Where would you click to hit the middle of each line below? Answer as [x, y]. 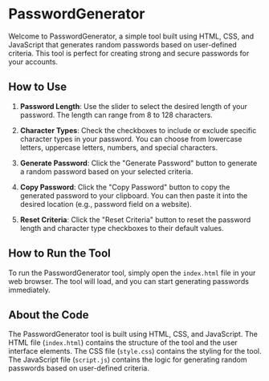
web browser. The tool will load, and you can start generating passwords [128, 281]
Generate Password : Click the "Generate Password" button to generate [139, 163]
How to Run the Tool [59, 253]
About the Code [49, 315]
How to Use [38, 87]
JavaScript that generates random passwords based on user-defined [122, 44]
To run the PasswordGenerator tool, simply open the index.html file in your [132, 273]
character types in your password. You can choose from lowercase [131, 139]
